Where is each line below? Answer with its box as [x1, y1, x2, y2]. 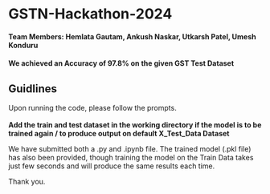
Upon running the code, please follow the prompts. [8, 103, 177, 113]
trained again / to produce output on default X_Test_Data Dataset [8, 129, 230, 139]
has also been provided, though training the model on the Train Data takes [8, 153, 254, 163]
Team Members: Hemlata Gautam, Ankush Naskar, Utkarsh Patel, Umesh [8, 31, 256, 41]
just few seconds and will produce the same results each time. [8, 161, 215, 171]
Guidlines [8, 82, 58, 95]
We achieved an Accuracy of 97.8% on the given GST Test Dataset [8, 59, 235, 68]
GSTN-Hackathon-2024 [8, 5, 173, 23]
